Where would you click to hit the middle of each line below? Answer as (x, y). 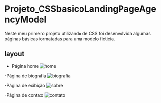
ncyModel (26, 20)
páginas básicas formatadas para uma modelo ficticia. (60, 39)
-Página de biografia (25, 76)
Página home (25, 66)
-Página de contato (24, 95)
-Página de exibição (25, 85)
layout (15, 54)
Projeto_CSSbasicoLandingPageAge (80, 9)
